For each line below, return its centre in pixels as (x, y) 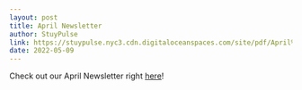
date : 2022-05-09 (42, 51)
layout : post (34, 17)
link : (19, 42)
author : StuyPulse (44, 34)
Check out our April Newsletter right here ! (87, 76)
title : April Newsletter (56, 26)
